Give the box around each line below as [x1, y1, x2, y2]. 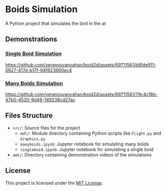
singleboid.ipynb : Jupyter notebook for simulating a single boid [20, 146, 154, 152]
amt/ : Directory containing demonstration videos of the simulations [12, 151, 152, 158]
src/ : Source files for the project [12, 125, 80, 131]
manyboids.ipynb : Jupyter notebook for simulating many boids [20, 141, 149, 147]
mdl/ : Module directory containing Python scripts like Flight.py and [20, 130, 161, 136]
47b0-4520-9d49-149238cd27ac [5, 96, 75, 102]
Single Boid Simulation [5, 50, 62, 57]
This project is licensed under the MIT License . [5, 180, 103, 186]
